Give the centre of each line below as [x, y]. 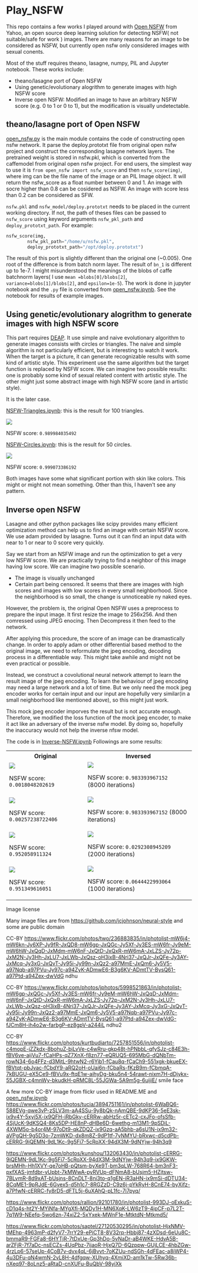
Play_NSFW [35, 10]
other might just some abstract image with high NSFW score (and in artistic [97, 381]
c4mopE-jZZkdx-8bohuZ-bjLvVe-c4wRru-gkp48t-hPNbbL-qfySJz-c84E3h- [98, 1049]
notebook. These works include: [45, 69]
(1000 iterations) [111, 889]
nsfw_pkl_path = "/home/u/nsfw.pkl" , [71, 241]
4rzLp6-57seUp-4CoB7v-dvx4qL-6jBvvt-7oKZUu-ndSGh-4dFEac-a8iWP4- [98, 1251]
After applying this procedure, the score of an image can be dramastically [95, 638]
